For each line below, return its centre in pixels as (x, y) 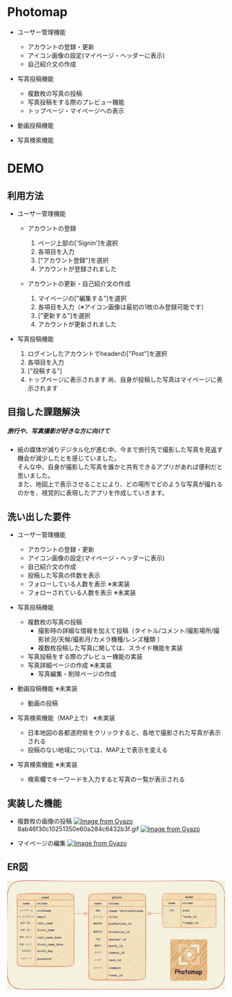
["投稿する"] (45, 371)
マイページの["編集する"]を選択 (82, 298)
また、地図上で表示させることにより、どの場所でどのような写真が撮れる (120, 484)
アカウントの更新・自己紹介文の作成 (79, 283)
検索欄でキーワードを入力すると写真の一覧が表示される (106, 779)
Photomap (37, 12)
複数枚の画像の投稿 (45, 821)
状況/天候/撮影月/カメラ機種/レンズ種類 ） (104, 640)
